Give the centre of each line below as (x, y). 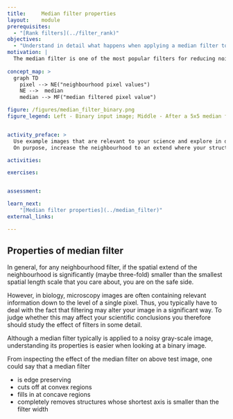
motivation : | (28, 53)
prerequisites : (29, 26)
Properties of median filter (65, 251)
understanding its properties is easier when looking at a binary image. (107, 346)
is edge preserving (44, 380)
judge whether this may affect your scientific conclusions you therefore (109, 318)
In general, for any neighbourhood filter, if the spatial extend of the (102, 267)
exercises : (23, 173)
